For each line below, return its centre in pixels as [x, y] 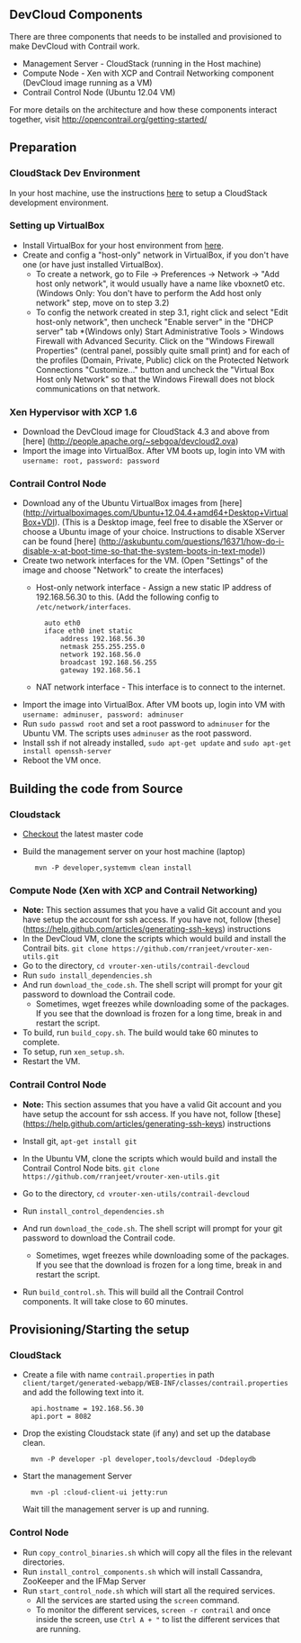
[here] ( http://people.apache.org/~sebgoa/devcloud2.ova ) [130, 441]
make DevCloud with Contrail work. [75, 46]
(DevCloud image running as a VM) [87, 82]
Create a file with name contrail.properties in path [118, 1375]
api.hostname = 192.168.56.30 [87, 1409]
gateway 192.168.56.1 [100, 671]
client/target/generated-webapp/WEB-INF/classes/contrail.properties [155, 1384]
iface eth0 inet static [88, 631]
